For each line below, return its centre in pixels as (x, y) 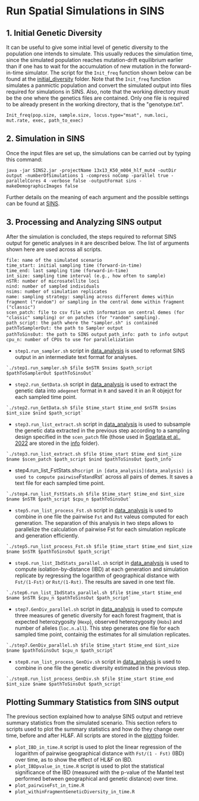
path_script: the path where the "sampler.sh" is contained (82, 323)
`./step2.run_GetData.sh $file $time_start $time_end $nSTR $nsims (91, 408)
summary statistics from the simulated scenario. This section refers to (91, 723)
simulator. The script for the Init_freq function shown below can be (108, 72)
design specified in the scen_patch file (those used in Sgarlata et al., (98, 437)
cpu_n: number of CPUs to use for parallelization (70, 339)
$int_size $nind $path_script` (45, 413)
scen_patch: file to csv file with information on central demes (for (95, 312)
